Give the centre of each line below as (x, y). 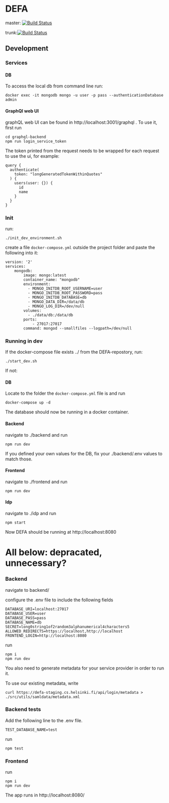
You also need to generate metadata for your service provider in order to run (85, 668)
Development (27, 49)
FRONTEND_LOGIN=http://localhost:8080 (46, 635)
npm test (14, 748)
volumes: (33, 311)
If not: (11, 371)
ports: (30, 319)
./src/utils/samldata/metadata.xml (43, 697)
